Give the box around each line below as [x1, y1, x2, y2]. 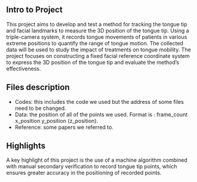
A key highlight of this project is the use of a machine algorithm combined [6, 156, 188, 164]
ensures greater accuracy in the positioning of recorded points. [6, 169, 162, 177]
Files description [6, 82, 70, 92]
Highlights [6, 141, 46, 151]
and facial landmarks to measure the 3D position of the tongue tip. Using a [6, 27, 189, 34]
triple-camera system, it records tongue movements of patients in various [6, 33, 187, 41]
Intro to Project [6, 5, 63, 15]
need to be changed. [14, 104, 67, 112]
